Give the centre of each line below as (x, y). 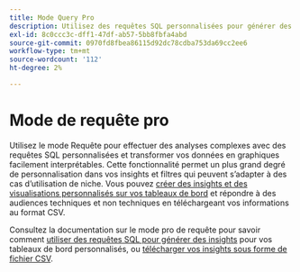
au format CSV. (37, 212)
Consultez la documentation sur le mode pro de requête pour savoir (135, 230)
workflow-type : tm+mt (50, 51)
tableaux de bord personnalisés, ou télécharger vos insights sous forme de (149, 249)
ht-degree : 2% (36, 68)
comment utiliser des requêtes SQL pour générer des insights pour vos (141, 239)
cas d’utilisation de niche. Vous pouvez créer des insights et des (128, 183)
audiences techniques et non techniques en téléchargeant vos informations (150, 203)
